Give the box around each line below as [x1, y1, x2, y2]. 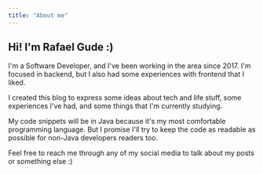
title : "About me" [8, 11, 68, 20]
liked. [8, 78, 26, 87]
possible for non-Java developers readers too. [8, 133, 159, 143]
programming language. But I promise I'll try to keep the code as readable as [8, 125, 256, 134]
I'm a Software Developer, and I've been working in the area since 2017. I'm [8, 61, 251, 71]
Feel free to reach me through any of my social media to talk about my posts [8, 148, 255, 158]
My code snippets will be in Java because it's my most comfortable [8, 117, 226, 126]
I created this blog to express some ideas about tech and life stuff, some [8, 93, 242, 103]
